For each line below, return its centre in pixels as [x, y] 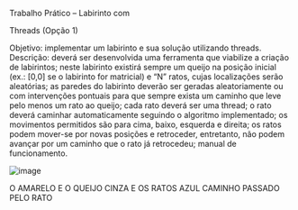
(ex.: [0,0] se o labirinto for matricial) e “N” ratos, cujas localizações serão [146, 77]
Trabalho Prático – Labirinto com [70, 13]
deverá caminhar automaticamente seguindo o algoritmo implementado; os [149, 115]
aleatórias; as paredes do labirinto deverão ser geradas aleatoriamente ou [146, 86]
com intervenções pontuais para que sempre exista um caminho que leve [145, 96]
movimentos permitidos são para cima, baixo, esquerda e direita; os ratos [145, 124]
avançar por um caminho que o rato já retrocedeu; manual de [123, 144]
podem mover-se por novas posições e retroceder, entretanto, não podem [147, 134]
